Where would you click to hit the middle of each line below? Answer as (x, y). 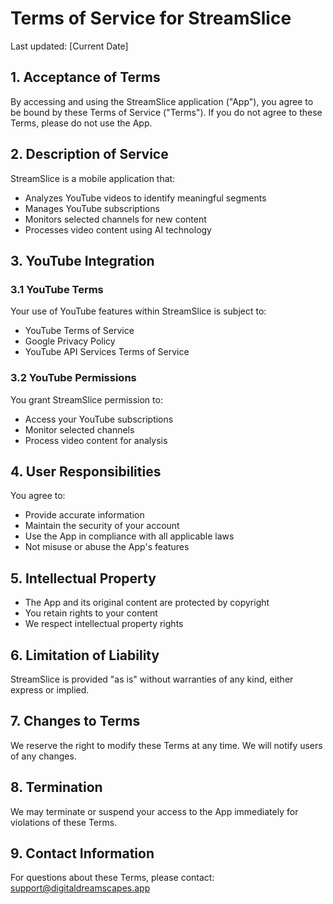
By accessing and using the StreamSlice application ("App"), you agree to (162, 101)
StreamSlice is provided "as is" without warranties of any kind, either (152, 679)
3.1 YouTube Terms (57, 289)
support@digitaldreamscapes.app (80, 888)
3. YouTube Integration (82, 260)
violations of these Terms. (64, 822)
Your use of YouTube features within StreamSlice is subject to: (138, 311)
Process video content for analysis (96, 440)
